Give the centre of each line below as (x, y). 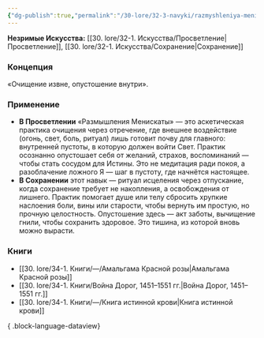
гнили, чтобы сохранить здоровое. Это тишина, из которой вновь (129, 223)
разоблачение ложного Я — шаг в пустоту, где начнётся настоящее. (134, 172)
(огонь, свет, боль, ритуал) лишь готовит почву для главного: (122, 138)
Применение (33, 104)
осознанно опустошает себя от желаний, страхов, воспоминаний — (134, 156)
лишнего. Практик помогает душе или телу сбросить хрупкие (123, 197)
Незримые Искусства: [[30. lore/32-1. (72, 38)
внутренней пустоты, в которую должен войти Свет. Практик (122, 147)
